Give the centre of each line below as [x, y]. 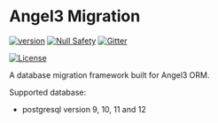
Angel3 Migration [75, 16]
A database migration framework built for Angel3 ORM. [109, 75]
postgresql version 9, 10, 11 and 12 [84, 109]
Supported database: [48, 92]
